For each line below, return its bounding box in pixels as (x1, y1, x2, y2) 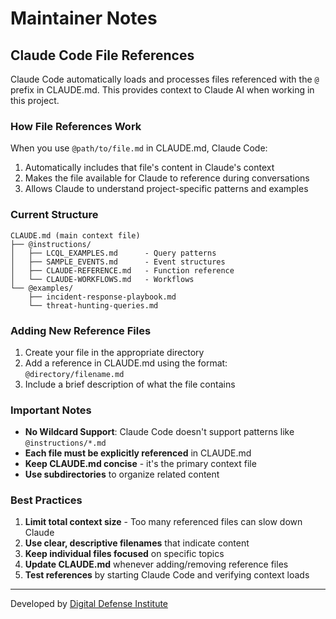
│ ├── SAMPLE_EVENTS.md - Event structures (10, 257, 226, 267)
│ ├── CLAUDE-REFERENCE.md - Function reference (10, 265, 235, 276)
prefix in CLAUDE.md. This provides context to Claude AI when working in (10, 84, 315, 96)
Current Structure (10, 208, 99, 222)
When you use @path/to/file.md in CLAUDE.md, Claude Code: (10, 142, 268, 154)
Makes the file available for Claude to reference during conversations (24, 172, 310, 184)
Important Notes (10, 403, 92, 417)
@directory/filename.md (24, 369, 125, 379)
